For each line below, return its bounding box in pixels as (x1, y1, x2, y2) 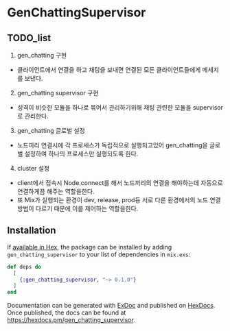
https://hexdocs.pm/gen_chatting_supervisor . (7, 316, 135, 324)
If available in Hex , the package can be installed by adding (7, 243, 172, 251)
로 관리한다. (16, 112, 49, 120)
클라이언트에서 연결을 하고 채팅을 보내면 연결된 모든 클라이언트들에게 (16, 66, 201, 73)
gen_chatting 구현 (16, 51, 67, 59)
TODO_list (7, 32, 51, 44)
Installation (7, 225, 56, 236)
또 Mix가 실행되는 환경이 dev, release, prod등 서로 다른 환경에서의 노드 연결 (16, 196, 221, 204)
